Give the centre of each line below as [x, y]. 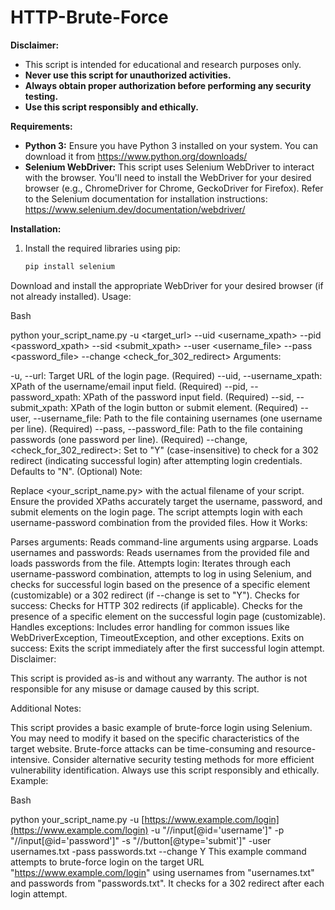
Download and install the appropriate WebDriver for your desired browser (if [167, 285]
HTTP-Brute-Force [89, 17]
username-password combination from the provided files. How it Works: [159, 522]
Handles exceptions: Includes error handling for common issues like [150, 627]
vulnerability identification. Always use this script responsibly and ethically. [165, 770]
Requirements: [41, 126]
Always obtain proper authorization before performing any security [168, 85]
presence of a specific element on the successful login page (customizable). [168, 616]
